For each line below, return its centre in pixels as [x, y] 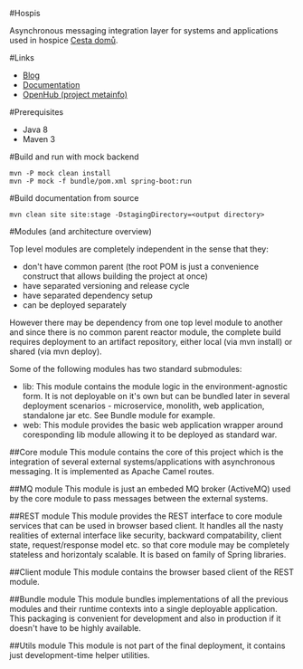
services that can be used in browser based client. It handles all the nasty [147, 526]
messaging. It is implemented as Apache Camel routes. [112, 471]
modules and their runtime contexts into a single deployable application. [143, 609]
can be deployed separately [74, 305]
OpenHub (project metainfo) [75, 95]
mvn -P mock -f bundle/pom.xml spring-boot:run [101, 181]
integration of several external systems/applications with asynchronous [142, 462]
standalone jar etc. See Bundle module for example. [118, 415]
